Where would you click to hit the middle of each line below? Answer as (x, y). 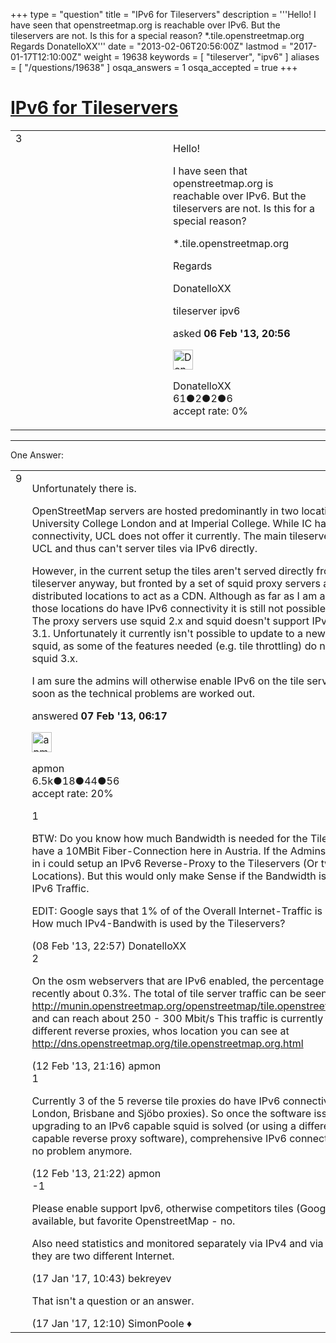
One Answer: (37, 455)
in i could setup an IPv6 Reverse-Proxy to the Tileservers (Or (175, 863)
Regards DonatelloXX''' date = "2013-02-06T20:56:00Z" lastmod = (149, 46)
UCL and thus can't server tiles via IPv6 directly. (144, 548)
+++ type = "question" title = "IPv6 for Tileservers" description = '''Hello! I (163, 14)
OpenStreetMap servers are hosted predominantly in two (165, 511)
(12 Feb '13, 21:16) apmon (96, 1066)
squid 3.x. (54, 658)
